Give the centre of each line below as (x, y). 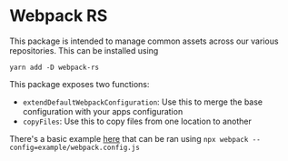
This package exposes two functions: (79, 84)
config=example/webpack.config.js (75, 147)
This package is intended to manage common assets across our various (144, 41)
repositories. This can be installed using (84, 50)
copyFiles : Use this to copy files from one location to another (137, 121)
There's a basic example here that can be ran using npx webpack (129, 138)
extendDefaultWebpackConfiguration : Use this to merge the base (143, 102)
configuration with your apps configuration (103, 111)
